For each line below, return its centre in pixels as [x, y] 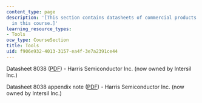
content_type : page [31, 12]
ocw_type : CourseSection [38, 40]
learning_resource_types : [39, 29]
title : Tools [23, 46]
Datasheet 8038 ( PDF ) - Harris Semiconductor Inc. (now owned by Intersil [99, 68]
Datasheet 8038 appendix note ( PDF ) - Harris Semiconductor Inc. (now [95, 87]
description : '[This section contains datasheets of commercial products [102, 18]
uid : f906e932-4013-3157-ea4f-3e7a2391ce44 [62, 51]
